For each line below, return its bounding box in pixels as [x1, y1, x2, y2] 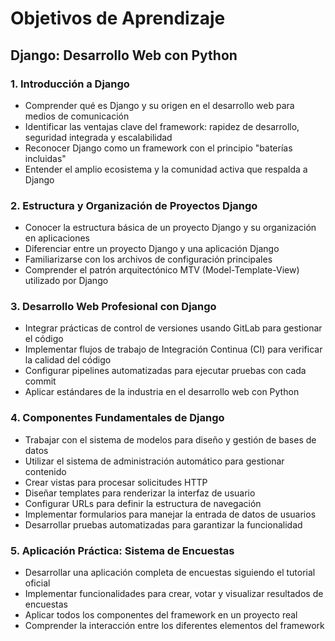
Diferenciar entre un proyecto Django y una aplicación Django [24, 243, 280, 255]
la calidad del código [24, 354, 112, 366]
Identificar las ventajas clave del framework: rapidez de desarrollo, [24, 120, 300, 132]
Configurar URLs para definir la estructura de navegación [24, 497, 262, 509]
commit [24, 375, 57, 387]
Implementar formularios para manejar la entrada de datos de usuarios [24, 508, 317, 520]
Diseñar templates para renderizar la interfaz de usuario [24, 487, 256, 499]
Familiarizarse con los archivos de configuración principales [24, 253, 273, 266]
